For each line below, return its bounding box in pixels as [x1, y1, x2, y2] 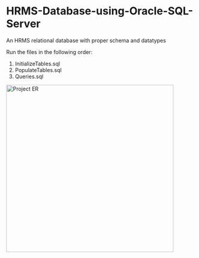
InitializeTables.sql [14, 60, 61, 67]
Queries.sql [14, 73, 44, 80]
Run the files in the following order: [6, 48, 93, 55]
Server [6, 17, 41, 31]
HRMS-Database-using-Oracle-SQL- [6, 4, 194, 18]
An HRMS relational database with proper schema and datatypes [6, 37, 167, 44]
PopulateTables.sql [14, 66, 62, 73]
